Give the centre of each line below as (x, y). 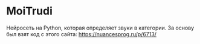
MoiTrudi (30, 11)
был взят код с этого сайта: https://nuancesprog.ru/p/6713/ (82, 34)
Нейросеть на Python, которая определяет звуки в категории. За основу (100, 28)
